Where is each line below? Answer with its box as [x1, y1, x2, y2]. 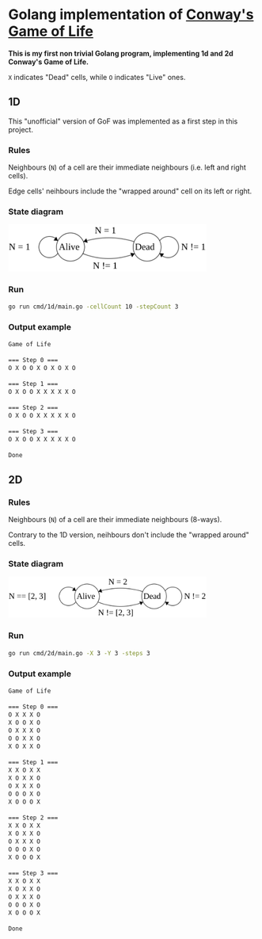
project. [8, 124, 34, 134]
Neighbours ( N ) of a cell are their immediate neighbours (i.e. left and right [8, 162, 247, 172]
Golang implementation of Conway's [8, 6, 254, 24]
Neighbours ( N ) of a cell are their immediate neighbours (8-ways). [8, 514, 222, 524]
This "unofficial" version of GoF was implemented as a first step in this [8, 116, 238, 126]
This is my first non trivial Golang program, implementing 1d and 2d [8, 48, 234, 58]
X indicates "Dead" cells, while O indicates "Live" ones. [8, 72, 186, 82]
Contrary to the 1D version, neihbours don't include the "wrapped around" [8, 529, 249, 540]
